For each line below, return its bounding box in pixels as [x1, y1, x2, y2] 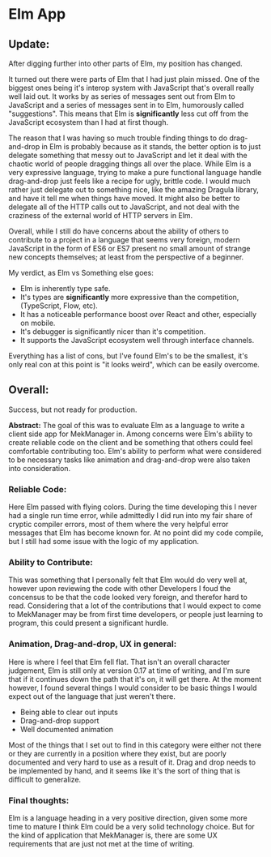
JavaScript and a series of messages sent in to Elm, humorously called [8, 101, 244, 109]
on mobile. [19, 318, 56, 328]
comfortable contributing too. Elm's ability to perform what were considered [8, 446, 262, 456]
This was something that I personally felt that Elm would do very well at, [8, 575, 248, 585]
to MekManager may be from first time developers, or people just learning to [8, 610, 264, 619]
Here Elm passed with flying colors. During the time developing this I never [8, 502, 257, 512]
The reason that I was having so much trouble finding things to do [8, 133, 228, 143]
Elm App [8, 5, 66, 24]
